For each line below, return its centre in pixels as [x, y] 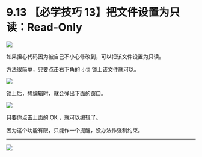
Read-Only [55, 27]
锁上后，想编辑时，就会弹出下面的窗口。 [56, 93]
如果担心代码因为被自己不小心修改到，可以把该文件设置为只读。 [85, 56]
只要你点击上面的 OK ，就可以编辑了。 [54, 117]
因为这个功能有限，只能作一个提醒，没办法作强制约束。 [75, 130]
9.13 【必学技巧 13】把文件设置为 [88, 12]
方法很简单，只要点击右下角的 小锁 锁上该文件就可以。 [73, 69]
